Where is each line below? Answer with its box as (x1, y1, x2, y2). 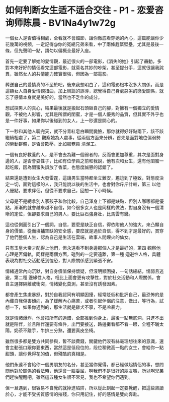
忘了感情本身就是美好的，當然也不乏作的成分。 (5, 94, 102, 100)
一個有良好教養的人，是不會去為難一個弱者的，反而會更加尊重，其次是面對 (5, 151, 159, 157)
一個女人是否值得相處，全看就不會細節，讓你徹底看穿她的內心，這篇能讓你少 (5, 35, 164, 41)
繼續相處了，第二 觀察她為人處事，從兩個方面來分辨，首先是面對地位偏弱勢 (5, 134, 161, 140)
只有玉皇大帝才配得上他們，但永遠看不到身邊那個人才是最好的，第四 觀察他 (5, 245, 161, 251)
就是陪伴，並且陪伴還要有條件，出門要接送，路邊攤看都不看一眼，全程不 (5, 321, 155, 327)
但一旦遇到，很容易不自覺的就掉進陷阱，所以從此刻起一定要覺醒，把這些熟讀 (5, 384, 164, 391)
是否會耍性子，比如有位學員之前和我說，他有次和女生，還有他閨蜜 (22, 157, 159, 164)
